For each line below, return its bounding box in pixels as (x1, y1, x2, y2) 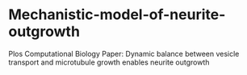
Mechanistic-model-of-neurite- (8, 6, 226, 24)
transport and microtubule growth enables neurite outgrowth (8, 57, 210, 67)
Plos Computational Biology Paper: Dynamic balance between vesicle (8, 49, 240, 58)
